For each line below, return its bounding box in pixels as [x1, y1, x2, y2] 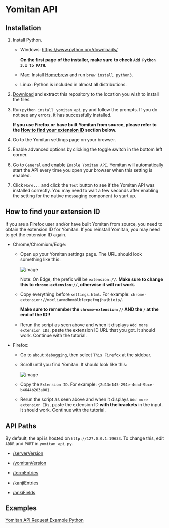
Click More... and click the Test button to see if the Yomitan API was [12, 182, 155, 188]
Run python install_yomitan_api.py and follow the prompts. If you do [12, 107, 158, 112]
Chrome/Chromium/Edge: [12, 241, 67, 247]
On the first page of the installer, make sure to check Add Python [20, 57, 156, 63]
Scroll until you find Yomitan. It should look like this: [20, 361, 127, 367]
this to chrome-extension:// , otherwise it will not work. [20, 281, 136, 287]
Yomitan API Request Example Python [5, 517, 84, 523]
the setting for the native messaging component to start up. [12, 193, 137, 199]
